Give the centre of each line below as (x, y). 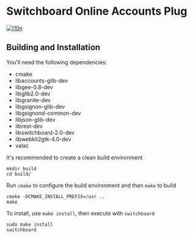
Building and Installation (53, 47)
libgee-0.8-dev (34, 87)
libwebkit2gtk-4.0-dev (43, 139)
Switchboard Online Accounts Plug (97, 11)
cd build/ (19, 174)
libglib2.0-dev (33, 94)
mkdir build (21, 169)
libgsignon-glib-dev (40, 106)
